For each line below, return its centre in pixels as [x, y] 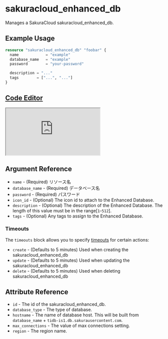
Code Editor [24, 98]
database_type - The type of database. [52, 309]
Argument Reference [39, 169]
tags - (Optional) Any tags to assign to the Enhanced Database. [78, 216]
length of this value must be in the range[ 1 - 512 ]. [62, 210]
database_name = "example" [40, 59]
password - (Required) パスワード [46, 194]
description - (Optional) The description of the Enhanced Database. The [88, 205]
